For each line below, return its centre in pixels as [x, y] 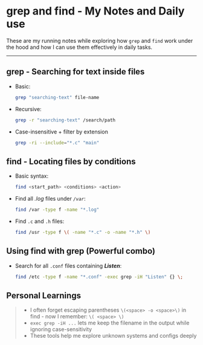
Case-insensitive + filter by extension [62, 132]
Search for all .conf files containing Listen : [68, 266]
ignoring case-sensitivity [61, 329]
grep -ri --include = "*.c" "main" [57, 143]
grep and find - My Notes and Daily [95, 11]
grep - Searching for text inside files [76, 72]
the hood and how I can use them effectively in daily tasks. [79, 47]
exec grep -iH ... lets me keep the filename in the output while [110, 323]
